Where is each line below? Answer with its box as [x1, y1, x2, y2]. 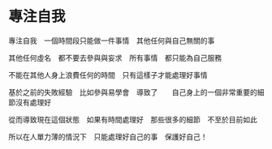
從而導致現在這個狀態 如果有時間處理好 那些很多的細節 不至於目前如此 [8, 114, 257, 124]
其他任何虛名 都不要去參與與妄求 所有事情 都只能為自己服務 [8, 53, 222, 62]
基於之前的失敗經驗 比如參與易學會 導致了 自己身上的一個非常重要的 [8, 87, 257, 97]
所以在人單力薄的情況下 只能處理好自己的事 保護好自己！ [8, 131, 208, 142]
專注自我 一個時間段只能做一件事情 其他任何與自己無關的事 [8, 36, 215, 45]
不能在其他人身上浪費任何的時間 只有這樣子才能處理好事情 [8, 70, 208, 79]
